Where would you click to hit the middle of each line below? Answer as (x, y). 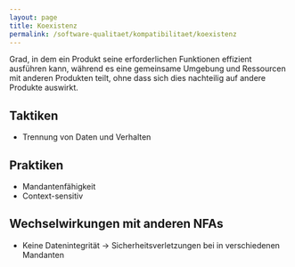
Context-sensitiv (53, 196)
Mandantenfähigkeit (59, 186)
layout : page (33, 17)
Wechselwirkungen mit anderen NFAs (116, 224)
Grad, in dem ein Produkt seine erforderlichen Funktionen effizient (131, 60)
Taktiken (34, 115)
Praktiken (37, 165)
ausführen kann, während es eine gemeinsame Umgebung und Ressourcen (148, 69)
